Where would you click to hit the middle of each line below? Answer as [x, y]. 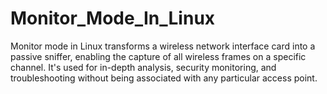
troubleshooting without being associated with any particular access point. [164, 78]
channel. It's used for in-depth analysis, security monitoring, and [143, 67]
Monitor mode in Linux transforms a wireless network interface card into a [163, 46]
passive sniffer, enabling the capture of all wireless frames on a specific [158, 56]
